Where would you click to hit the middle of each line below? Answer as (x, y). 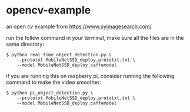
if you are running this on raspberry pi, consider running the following (90, 76)
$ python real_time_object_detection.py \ (59, 55)
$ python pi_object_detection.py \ (50, 93)
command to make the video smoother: (54, 82)
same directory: (25, 44)
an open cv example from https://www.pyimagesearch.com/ (79, 26)
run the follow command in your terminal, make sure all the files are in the (95, 38)
